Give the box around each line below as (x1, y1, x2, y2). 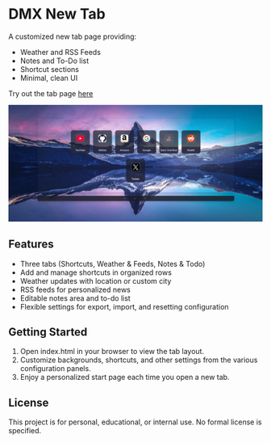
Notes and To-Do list (19, 56, 90, 65)
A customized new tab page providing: (8, 32, 137, 41)
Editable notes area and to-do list (19, 293, 131, 303)
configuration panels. (19, 364, 91, 373)
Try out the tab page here (8, 88, 94, 98)
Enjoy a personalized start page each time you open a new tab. (19, 373, 230, 382)
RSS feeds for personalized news (19, 285, 131, 294)
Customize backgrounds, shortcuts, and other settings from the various (19, 355, 258, 365)
